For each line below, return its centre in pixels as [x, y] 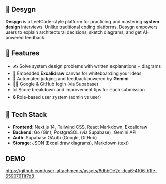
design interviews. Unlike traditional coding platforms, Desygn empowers [81, 27]
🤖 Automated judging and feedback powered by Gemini [70, 78]
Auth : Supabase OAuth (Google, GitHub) [55, 138]
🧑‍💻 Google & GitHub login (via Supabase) [56, 84]
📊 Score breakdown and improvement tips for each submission [79, 89]
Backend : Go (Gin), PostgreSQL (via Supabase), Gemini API [74, 132]
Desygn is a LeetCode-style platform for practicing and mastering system [82, 21]
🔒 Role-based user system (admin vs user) [57, 97]
